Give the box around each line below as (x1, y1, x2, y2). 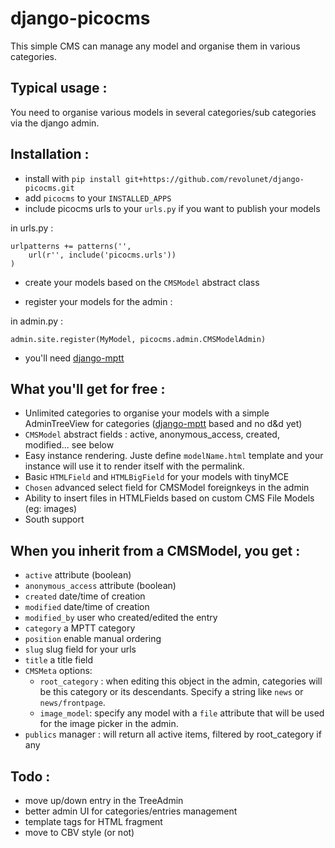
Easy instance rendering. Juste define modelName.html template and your (24, 450, 324, 462)
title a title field (24, 654, 94, 666)
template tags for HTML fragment (24, 816, 163, 827)
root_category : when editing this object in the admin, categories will (39, 675, 323, 687)
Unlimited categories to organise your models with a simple (24, 407, 270, 419)
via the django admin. (10, 117, 100, 129)
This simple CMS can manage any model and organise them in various (10, 40, 301, 52)
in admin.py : (10, 315, 64, 327)
